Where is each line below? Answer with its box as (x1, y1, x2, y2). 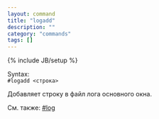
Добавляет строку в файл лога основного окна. (7, 90, 153, 98)
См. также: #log (7, 103, 55, 112)
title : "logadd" (7, 17, 55, 24)
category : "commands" (7, 30, 72, 38)
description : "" (7, 23, 55, 30)
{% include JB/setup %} (7, 56, 78, 64)
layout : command (7, 10, 55, 18)
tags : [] (7, 37, 33, 44)
